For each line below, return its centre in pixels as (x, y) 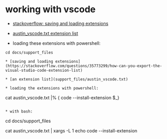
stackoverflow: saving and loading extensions (60, 23)
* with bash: (19, 111)
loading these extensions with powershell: (56, 43)
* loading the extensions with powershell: (52, 88)
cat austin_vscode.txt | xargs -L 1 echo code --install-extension (71, 130)
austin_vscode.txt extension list (45, 33)
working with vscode (51, 9)
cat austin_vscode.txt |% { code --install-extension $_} (62, 97)
